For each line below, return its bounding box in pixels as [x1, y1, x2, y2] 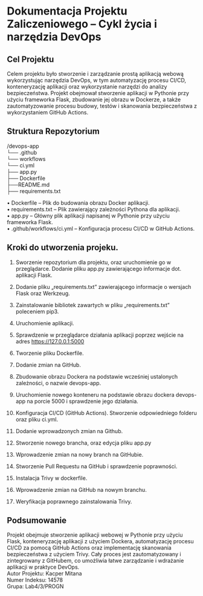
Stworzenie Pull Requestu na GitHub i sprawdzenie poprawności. [15, 462, 178, 470]
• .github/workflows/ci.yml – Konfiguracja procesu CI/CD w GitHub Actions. [7, 225, 195, 232]
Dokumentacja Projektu [7, 4, 127, 18]
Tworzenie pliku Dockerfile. [15, 349, 84, 357]
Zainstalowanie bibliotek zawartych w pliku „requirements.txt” [15, 301, 170, 308]
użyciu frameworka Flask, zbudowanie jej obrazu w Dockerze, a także [7, 96, 181, 103]
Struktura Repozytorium [7, 126, 100, 137]
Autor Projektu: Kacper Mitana [7, 570, 82, 577]
